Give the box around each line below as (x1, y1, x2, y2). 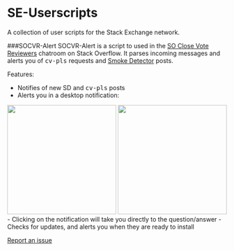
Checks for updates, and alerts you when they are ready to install (7, 222, 195, 231)
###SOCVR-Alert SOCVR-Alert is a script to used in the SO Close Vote (7, 41, 209, 50)
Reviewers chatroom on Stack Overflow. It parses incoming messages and (7, 49, 221, 57)
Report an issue (7, 236, 52, 244)
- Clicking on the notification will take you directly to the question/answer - (7, 215, 221, 223)
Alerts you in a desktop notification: (17, 91, 120, 99)
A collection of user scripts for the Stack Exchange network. (7, 28, 180, 36)
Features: (7, 70, 35, 78)
